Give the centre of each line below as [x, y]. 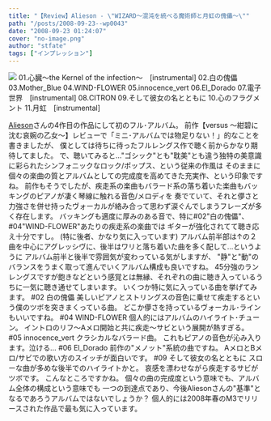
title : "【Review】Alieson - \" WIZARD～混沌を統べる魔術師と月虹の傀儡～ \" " [129, 16]
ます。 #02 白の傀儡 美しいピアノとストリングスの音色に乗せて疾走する [127, 297]
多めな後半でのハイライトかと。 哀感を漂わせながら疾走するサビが [147, 368]
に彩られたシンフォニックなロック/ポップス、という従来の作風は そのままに [135, 166]
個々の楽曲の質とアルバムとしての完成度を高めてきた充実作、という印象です [136, 176]
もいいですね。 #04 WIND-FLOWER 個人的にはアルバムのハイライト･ [123, 317]
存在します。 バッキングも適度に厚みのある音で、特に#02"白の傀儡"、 [132, 216]
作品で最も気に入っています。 [93, 408]
